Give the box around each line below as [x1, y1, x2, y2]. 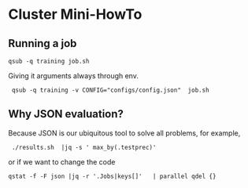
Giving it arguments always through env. [8, 71, 139, 80]
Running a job [8, 37, 77, 50]
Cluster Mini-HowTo [8, 5, 143, 23]
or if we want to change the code [8, 157, 116, 166]
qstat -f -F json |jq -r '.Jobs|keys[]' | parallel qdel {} [8, 172, 217, 180]
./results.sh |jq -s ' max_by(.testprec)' [11, 143, 157, 151]
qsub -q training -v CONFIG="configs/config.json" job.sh [11, 86, 210, 94]
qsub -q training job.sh [8, 57, 90, 65]
